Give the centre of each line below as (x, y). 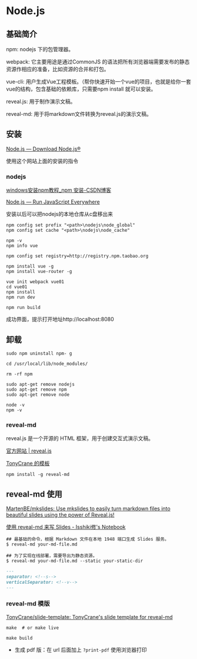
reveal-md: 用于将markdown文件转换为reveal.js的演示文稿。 (79, 114)
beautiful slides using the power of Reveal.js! (60, 515)
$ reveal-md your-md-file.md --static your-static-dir (75, 561)
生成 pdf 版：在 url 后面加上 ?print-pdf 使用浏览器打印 (81, 650)
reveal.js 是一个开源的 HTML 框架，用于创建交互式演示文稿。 (80, 438)
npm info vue (22, 246)
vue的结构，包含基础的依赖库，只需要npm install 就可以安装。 (81, 89)
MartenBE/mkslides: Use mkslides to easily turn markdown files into (88, 509)
